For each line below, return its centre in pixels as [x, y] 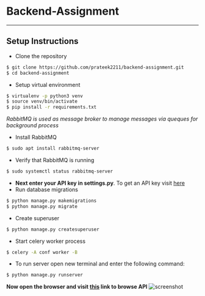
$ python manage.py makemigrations [52, 201]
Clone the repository [41, 56]
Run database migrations [46, 189]
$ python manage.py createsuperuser [53, 229]
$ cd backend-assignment [38, 73]
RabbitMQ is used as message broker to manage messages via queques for [102, 119]
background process [33, 125]
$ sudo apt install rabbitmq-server [53, 149]
